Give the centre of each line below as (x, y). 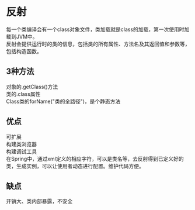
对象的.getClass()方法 (32, 87)
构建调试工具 (21, 151)
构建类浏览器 (21, 144)
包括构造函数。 (24, 51)
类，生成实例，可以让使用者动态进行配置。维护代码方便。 (75, 166)
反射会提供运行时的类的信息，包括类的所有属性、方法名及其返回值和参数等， (98, 44)
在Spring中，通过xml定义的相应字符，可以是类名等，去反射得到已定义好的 (95, 159)
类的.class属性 (23, 94)
